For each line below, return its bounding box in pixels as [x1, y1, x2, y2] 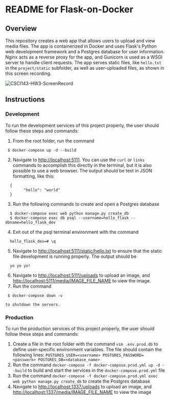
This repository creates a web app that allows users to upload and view [5, 37, 156, 44]
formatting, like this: [12, 173, 55, 179]
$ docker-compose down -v [7, 293, 63, 298]
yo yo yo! [10, 263, 31, 268]
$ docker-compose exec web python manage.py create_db [10, 211, 129, 216]
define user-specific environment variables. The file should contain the [12, 346, 162, 352]
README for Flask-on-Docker [5, 4, 134, 15]
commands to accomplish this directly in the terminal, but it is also [12, 162, 152, 168]
